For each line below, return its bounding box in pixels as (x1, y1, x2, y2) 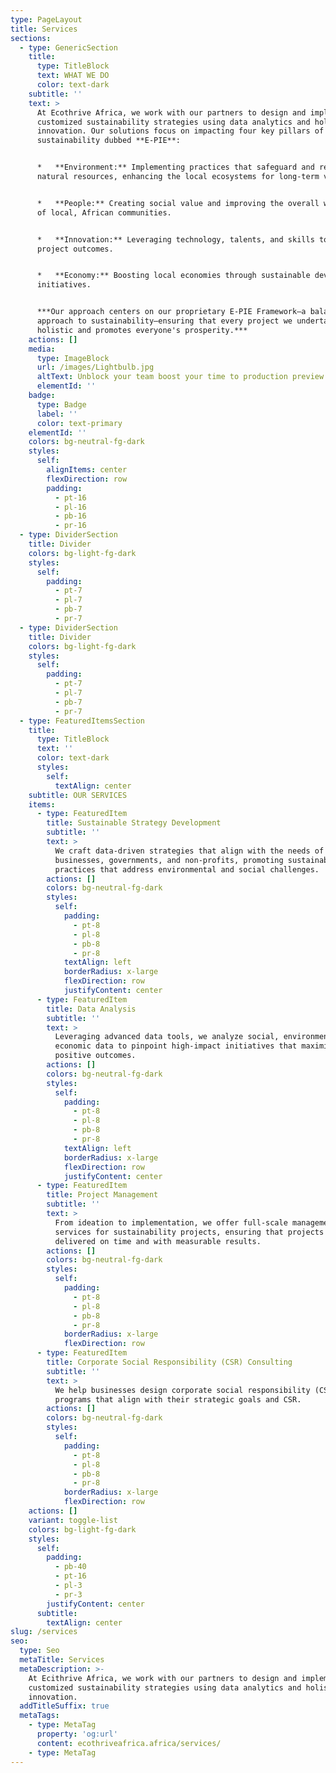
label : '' (36, 409, 78, 419)
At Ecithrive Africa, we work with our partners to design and (28, 1673, 298, 1683)
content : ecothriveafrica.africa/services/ (36, 1738, 222, 1748)
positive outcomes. (54, 1051, 137, 1061)
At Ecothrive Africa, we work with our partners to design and (36, 107, 307, 118)
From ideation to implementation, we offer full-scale (54, 1217, 288, 1228)
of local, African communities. (36, 207, 172, 218)
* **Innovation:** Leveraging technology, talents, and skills (36, 234, 315, 245)
